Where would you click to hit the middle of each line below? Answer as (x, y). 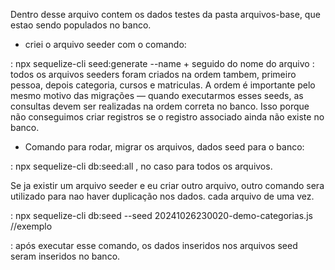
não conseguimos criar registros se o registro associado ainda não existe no (167, 117)
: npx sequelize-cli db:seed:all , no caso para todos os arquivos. (141, 166)
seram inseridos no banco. (65, 256)
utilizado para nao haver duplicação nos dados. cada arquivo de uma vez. (162, 196)
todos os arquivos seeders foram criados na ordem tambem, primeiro (153, 74)
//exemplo (31, 226)
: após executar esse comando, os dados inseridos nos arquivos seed (154, 245)
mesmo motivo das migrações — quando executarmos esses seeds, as (157, 95)
